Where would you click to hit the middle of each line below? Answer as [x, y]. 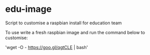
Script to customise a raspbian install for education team [63, 23]
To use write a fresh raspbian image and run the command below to [75, 32]
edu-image [28, 9]
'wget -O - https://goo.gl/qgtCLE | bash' [47, 47]
